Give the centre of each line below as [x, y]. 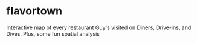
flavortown [34, 11]
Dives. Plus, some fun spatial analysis [53, 33]
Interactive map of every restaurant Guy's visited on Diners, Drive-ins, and [99, 27]
